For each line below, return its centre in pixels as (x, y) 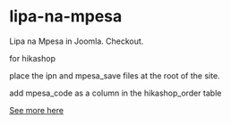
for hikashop (33, 58)
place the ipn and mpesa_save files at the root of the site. (115, 75)
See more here (37, 110)
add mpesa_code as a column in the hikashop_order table (115, 93)
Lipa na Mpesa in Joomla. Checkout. (77, 41)
